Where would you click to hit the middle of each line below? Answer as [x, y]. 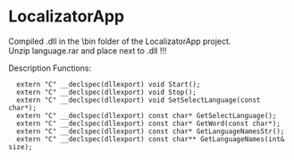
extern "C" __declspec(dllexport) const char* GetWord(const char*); [148, 123]
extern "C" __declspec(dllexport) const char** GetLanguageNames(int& [151, 139]
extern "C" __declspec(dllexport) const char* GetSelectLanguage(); [147, 115]
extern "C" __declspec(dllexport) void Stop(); [107, 92]
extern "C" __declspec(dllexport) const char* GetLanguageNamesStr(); [151, 131]
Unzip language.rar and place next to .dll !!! [88, 50]
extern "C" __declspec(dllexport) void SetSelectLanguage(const [139, 100]
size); [21, 147]
